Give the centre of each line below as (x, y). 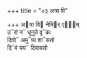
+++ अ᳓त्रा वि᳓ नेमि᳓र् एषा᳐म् (43, 25)
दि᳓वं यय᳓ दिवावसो (27, 48)
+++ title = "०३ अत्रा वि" (38, 11)
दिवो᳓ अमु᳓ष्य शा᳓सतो (31, 40)
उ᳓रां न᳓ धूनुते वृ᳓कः (29, 32)
